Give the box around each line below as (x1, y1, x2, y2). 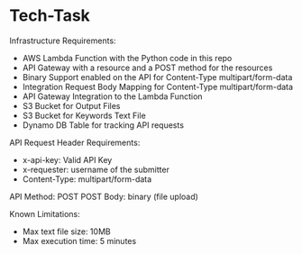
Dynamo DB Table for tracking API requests (22, 119, 185, 131)
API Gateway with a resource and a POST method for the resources (22, 62, 273, 73)
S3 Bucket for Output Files (22, 100, 121, 111)
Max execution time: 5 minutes (22, 235, 137, 246)
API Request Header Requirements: (9, 137, 141, 148)
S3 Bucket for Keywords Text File (22, 110, 146, 121)
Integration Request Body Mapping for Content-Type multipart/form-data (22, 81, 294, 92)
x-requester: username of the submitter (22, 164, 169, 175)
